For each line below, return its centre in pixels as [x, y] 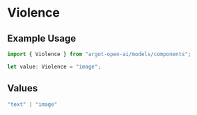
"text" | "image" [32, 104]
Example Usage [42, 38]
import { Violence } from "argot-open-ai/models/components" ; [99, 54]
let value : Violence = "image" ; [54, 67]
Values [23, 88]
